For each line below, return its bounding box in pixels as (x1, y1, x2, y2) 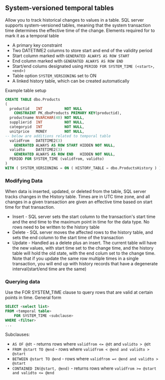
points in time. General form (5, 295, 61, 301)
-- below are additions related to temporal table (5, 133, 111, 138)
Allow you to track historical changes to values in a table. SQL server (5, 17, 144, 23)
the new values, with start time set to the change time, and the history (12, 245, 154, 251)
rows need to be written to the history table (12, 224, 100, 230)
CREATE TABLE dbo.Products (5, 97, 60, 102)
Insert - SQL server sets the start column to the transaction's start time (12, 214, 156, 220)
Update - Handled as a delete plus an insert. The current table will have (12, 240, 157, 246)
